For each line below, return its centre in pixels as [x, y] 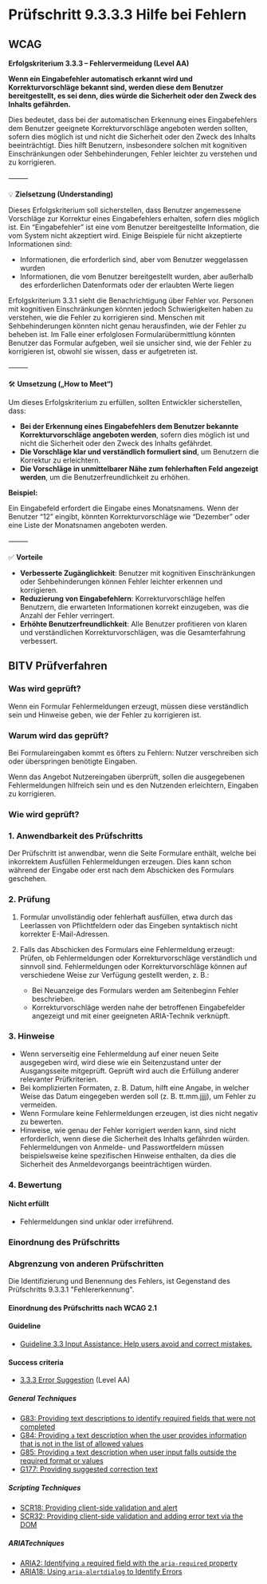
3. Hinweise [31, 1036]
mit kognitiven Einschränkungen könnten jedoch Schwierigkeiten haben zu [131, 309]
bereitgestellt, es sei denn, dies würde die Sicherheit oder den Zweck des [132, 96]
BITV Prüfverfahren [58, 666]
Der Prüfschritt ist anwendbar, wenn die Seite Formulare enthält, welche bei [132, 853]
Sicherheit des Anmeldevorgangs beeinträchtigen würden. [116, 1164]
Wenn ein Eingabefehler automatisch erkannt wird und [100, 79]
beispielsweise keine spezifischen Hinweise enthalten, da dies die [128, 1155]
